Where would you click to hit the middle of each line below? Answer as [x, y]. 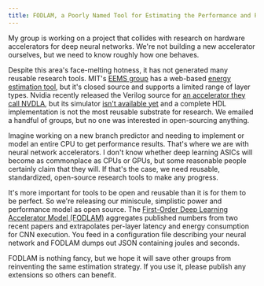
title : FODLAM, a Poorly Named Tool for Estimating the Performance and [130, 15]
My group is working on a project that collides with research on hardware [126, 38]
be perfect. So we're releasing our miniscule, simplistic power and [115, 201]
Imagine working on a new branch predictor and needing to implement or [126, 136]
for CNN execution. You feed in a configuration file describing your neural [127, 234]
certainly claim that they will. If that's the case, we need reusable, [114, 169]
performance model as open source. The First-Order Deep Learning [118, 209]
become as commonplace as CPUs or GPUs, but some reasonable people [128, 160]
